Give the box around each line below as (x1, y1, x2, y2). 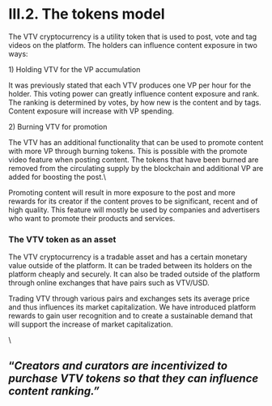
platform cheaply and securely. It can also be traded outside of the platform (8, 269, 261, 280)
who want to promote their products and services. (8, 213, 176, 223)
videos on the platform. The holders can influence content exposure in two (8, 40, 257, 49)
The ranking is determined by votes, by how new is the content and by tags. (8, 97, 261, 107)
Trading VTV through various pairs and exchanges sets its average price (8, 293, 250, 304)
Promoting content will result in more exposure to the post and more (8, 187, 236, 197)
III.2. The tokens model (8, 5, 165, 24)
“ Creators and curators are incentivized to (8, 358, 228, 373)
